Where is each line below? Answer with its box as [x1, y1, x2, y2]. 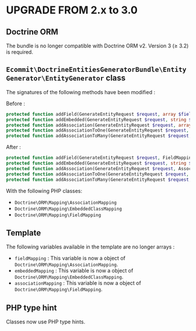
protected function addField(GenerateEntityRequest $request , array [6, 111, 176, 117]
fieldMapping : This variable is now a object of [14, 255, 125, 262]
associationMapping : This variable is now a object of [14, 280, 141, 287]
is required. [6, 49, 33, 56]
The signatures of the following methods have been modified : [6, 88, 156, 95]
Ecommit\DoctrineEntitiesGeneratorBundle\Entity [6, 65, 187, 74]
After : [6, 144, 22, 151]
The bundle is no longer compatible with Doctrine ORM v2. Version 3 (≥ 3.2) [6, 42, 189, 49]
